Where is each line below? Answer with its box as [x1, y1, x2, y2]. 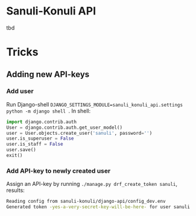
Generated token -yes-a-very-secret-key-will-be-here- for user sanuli [6, 204, 190, 210]
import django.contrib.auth [6, 119, 77, 125]
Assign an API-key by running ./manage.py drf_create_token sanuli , [6, 181, 178, 188]
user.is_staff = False [6, 141, 63, 147]
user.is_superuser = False [6, 135, 74, 142]
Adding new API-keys [6, 69, 90, 79]
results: [6, 187, 25, 194]
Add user [6, 87, 34, 96]
